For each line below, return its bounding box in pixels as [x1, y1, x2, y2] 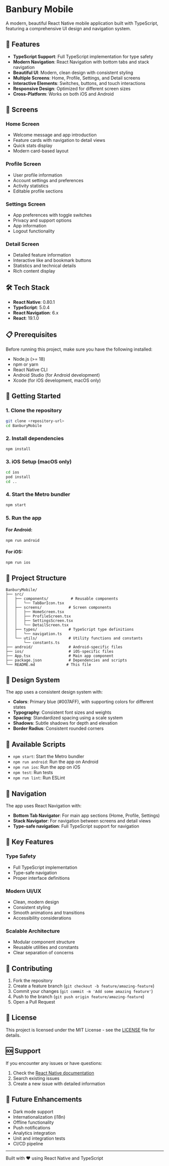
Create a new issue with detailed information [13, 1080, 106, 1087]
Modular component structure [13, 939, 75, 945]
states [13, 704, 26, 710]
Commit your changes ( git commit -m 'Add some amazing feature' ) [13, 988, 153, 994]
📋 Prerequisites [6, 330, 57, 339]
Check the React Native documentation [13, 1070, 94, 1076]
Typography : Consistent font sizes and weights [13, 709, 112, 715]
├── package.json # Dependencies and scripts [6, 657, 127, 662]
